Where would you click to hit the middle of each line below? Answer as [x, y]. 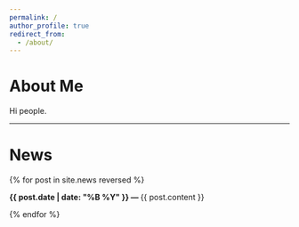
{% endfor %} [35, 215]
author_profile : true [49, 26]
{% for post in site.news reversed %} [77, 180]
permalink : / [33, 17]
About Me [46, 86]
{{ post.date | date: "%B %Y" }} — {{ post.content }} [107, 198]
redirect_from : [37, 34]
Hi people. [28, 111]
